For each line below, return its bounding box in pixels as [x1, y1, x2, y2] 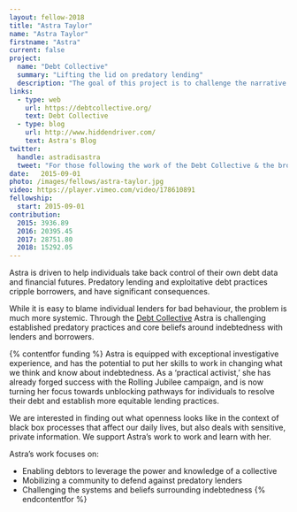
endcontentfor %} [21, 494, 88, 505]
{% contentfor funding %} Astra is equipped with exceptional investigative [9, 348, 279, 359]
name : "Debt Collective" [17, 63, 109, 72]
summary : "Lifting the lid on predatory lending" [17, 71, 203, 80]
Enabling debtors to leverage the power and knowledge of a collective [21, 466, 278, 477]
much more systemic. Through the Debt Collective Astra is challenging [9, 313, 267, 324]
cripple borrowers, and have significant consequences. [9, 287, 210, 297]
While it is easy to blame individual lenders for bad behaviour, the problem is [9, 303, 287, 314]
